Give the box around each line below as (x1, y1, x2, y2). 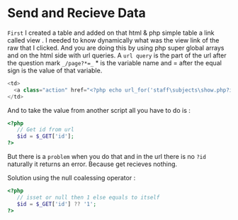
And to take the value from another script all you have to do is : (7, 106, 191, 114)
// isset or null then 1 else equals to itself (16, 194, 160, 201)
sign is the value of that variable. (7, 66, 103, 75)
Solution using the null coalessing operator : (7, 174, 136, 182)
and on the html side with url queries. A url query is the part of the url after (7, 51, 227, 60)
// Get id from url (16, 126, 74, 133)
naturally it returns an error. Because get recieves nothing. (7, 160, 178, 168)
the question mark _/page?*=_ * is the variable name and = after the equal (7, 58, 222, 67)
